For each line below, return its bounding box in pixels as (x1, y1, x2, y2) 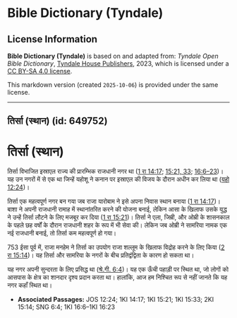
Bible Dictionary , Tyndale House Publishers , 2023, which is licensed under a (7, 59, 229, 68)
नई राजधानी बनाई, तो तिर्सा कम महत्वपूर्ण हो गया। (7, 229, 117, 237)
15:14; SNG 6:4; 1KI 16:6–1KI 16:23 (17, 302, 115, 312)
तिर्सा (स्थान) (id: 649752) (7, 115, 108, 127)
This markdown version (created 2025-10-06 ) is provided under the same (7, 81, 219, 89)
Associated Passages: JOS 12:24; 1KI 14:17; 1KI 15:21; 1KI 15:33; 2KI (17, 295, 214, 304)
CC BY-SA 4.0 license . (7, 67, 73, 75)
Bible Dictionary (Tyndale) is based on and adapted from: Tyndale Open (7, 52, 219, 60)
